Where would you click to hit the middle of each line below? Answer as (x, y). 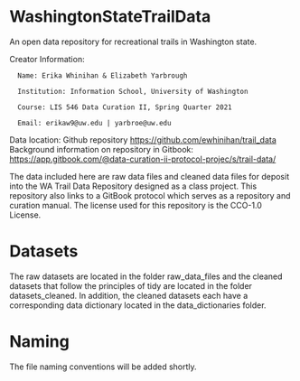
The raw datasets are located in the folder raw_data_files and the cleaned (146, 276)
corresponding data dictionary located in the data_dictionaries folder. (138, 305)
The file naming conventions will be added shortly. (103, 367)
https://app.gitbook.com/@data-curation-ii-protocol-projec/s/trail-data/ (143, 159)
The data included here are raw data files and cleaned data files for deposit (150, 176)
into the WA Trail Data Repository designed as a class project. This (133, 186)
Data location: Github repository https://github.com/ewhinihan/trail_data (143, 139)
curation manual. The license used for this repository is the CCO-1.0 (136, 205)
